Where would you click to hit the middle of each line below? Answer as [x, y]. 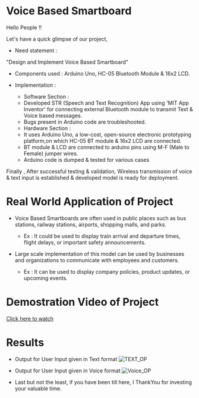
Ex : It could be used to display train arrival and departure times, [102, 236]
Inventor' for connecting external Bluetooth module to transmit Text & [108, 109]
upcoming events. [46, 278]
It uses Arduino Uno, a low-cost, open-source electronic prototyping [108, 134]
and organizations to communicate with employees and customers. [97, 260]
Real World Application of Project [90, 202]
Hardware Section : [47, 128]
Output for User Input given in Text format [66, 359]
